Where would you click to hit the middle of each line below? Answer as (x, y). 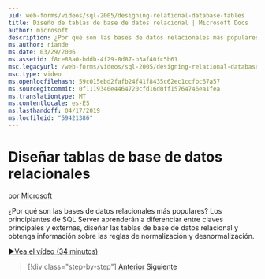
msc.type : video (35, 74)
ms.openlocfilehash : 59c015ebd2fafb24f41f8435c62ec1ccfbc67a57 (114, 81)
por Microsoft (30, 195)
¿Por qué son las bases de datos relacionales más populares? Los (115, 210)
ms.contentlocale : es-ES (49, 103)
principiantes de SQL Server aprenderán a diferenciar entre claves (116, 219)
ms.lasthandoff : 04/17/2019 (54, 111)
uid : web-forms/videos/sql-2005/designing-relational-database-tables (127, 15)
